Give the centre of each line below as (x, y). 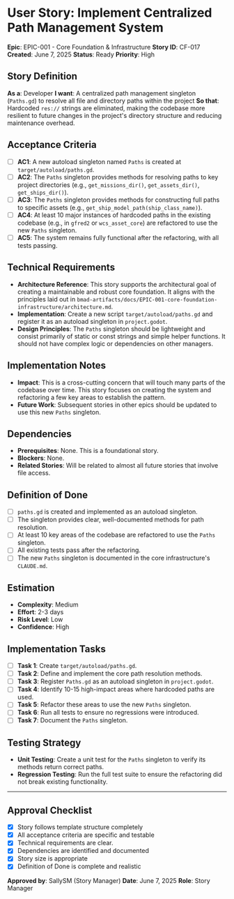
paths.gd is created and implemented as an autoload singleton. (108, 512)
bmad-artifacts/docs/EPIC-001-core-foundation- (147, 299)
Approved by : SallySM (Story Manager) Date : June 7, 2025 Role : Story (109, 880)
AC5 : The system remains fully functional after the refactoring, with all (118, 237)
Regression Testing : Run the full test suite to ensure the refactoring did (120, 774)
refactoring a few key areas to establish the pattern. (91, 397)
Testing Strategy (44, 742)
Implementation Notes (57, 365)
